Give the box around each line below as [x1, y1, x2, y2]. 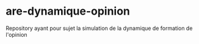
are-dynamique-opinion [5, 4, 131, 18]
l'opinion [5, 31, 28, 38]
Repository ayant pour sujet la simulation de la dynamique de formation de [5, 24, 193, 32]
